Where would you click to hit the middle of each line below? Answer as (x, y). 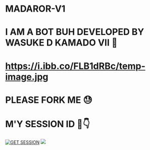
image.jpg (27, 77)
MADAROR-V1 (35, 9)
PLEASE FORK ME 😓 (49, 100)
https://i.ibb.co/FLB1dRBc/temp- (75, 66)
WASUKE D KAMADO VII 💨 (61, 43)
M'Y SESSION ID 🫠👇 (47, 124)
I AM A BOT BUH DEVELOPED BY (75, 32)
